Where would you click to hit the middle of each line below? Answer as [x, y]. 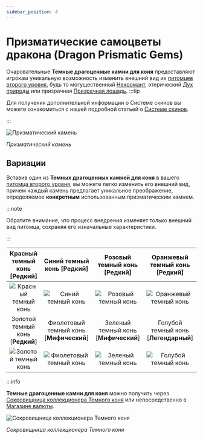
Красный [24, 254]
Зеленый [118, 323]
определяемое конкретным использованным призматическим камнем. [100, 197]
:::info [13, 381]
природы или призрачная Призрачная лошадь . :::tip [73, 91]
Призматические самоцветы [84, 41]
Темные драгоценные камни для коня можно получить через [88, 394]
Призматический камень [39, 144]
